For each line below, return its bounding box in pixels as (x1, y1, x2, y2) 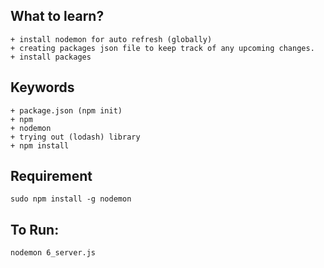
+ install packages (10, 52, 92, 62)
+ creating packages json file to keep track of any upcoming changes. (10, 43, 315, 53)
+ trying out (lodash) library (10, 132, 141, 142)
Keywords (10, 79, 75, 96)
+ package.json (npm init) (10, 105, 123, 116)
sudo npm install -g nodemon (10, 194, 132, 204)
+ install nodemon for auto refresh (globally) (10, 34, 213, 44)
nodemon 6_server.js (10, 248, 97, 258)
